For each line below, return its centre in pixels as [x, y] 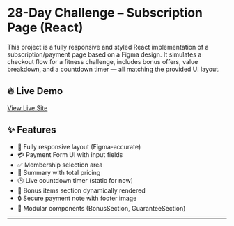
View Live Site [28, 108]
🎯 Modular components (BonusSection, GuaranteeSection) [101, 208]
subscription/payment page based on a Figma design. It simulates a [104, 54]
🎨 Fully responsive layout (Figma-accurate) [79, 146]
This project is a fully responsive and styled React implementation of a [108, 47]
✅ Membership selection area [60, 165]
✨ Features [32, 130]
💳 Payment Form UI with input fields [70, 154]
